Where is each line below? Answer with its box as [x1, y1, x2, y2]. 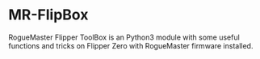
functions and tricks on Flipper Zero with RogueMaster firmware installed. [8, 40, 254, 50]
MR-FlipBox [8, 6, 89, 24]
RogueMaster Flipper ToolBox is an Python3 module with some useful [8, 32, 240, 42]
